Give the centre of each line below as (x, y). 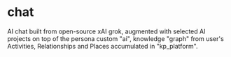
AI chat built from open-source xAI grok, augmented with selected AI (106, 31)
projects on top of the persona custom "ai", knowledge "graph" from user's (115, 38)
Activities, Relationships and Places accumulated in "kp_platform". (103, 46)
